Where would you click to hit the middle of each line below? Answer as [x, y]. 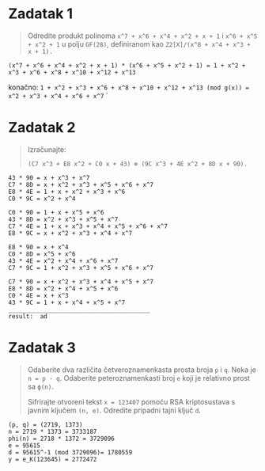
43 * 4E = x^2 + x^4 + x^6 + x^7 [63, 261]
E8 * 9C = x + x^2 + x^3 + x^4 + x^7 [70, 233]
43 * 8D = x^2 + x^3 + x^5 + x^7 [63, 219]
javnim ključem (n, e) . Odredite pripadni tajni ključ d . [114, 410]
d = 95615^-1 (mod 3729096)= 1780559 [70, 452]
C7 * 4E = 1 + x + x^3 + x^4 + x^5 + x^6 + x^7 [88, 226]
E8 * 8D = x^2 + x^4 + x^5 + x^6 [63, 289]
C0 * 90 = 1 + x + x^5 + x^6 [56, 212]
